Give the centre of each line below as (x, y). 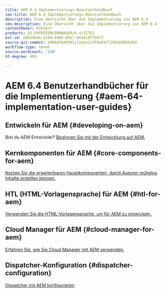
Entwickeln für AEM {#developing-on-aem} (74, 125)
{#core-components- (127, 153)
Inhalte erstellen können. (30, 178)
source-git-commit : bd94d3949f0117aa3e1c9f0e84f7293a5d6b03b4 (71, 43)
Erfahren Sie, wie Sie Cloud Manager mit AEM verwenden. (65, 249)
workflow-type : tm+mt (28, 47)
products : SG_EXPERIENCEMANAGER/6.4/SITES (50, 33)
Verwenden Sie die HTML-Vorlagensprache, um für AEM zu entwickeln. (79, 214)
